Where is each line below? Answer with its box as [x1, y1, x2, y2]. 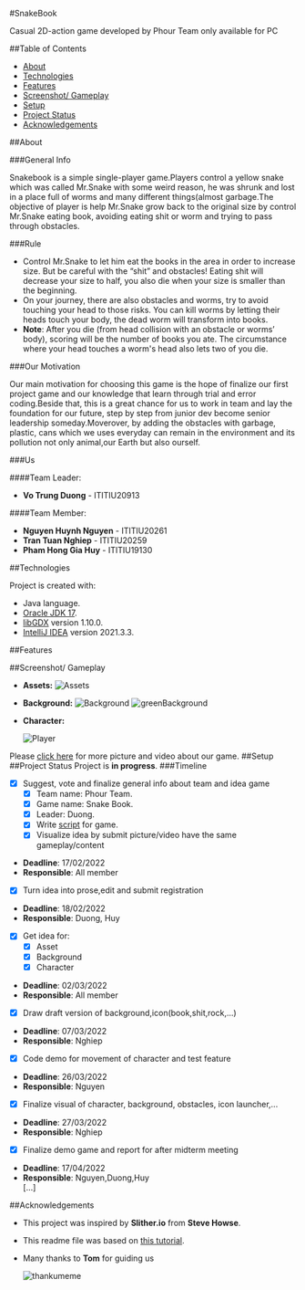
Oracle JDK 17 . [22, 607, 77, 618]
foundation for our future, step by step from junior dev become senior [9, 408, 270, 418]
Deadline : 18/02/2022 [22, 903, 107, 914]
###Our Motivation [9, 361, 81, 372]
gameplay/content [36, 840, 105, 851]
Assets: [22, 680, 53, 690]
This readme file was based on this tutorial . [22, 1234, 185, 1245]
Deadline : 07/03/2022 [22, 1025, 107, 1036]
